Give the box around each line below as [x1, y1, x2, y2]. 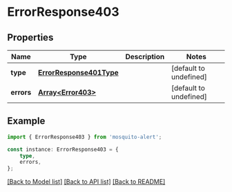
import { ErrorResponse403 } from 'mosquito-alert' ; [7, 134, 162, 140]
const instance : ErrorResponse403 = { [7, 146, 119, 153]
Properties [7, 32, 54, 43]
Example [7, 115, 46, 127]
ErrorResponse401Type [37, 68, 119, 77]
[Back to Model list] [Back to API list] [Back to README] [7, 178, 166, 186]
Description [125, 52, 165, 61]
